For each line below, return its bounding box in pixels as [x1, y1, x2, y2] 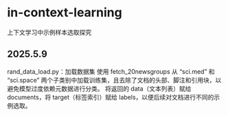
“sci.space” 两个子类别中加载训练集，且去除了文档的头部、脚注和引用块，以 [7, 76, 222, 84]
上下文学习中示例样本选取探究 [7, 28, 91, 36]
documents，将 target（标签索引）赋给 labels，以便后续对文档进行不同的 [7, 93, 214, 101]
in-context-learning [7, 5, 122, 20]
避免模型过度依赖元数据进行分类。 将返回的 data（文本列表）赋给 [7, 84, 192, 93]
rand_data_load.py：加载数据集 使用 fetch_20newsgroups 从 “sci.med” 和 [7, 67, 215, 76]
